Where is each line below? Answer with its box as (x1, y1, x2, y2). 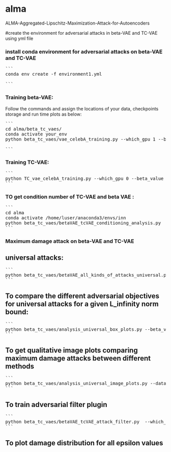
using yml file (5, 35, 34, 41)
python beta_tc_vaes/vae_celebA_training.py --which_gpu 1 (5, 136, 156, 142)
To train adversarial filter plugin (5, 400, 107, 409)
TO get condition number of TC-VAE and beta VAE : (5, 193, 134, 200)
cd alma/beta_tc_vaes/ (5, 126, 62, 132)
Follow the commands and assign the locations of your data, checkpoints (5, 105, 159, 111)
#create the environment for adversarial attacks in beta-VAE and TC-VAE (5, 30, 158, 36)
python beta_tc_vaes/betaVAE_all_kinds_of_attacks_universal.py (5, 272, 169, 278)
